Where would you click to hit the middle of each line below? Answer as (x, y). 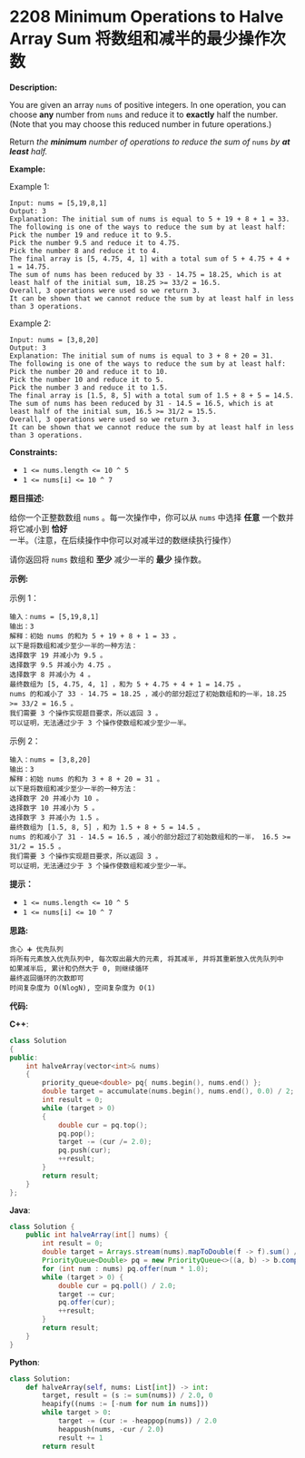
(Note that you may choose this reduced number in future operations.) (141, 123)
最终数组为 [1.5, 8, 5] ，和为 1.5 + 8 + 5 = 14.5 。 (107, 827)
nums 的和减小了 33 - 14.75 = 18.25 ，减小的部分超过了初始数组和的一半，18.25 (148, 694)
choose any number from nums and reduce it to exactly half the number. (144, 114)
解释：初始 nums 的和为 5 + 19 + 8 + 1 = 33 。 (95, 636)
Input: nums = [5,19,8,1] (58, 203)
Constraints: (34, 452)
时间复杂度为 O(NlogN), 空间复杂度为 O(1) (83, 988)
